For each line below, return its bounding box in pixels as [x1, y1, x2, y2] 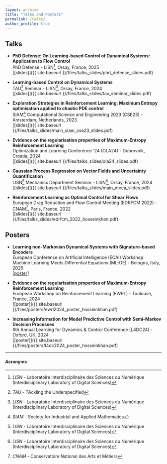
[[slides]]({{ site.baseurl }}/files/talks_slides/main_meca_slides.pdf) [12, 185, 150, 191]
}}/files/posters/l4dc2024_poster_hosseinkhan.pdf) [12, 343, 118, 348]
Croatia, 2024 [12, 153, 41, 159]
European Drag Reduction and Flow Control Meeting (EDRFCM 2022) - [12, 200, 158, 206]
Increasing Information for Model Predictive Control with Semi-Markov [12, 316, 162, 322]
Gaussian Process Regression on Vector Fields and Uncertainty [12, 168, 147, 174]
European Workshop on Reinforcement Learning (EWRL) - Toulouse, [12, 291, 153, 297]
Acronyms [5, 358, 27, 364]
